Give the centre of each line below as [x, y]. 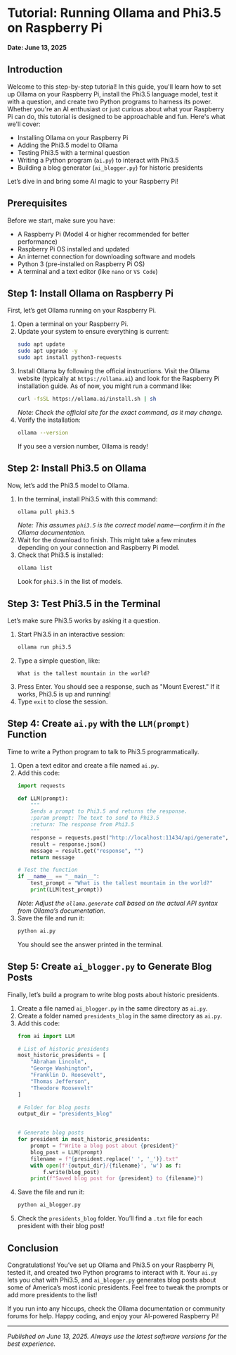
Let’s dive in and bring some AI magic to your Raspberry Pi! [93, 181]
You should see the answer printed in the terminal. [90, 944]
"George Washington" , [62, 1068]
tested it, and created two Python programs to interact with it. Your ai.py [112, 1272]
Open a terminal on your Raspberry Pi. [73, 324]
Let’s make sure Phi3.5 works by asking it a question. [84, 620]
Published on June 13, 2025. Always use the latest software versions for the [117, 1336]
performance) [38, 242]
